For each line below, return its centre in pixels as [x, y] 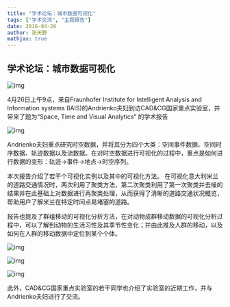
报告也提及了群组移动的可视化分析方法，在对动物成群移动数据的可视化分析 [112, 216]
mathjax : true [27, 39]
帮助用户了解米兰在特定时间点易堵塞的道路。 [70, 201]
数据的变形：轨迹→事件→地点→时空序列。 [73, 161]
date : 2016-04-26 [32, 26]
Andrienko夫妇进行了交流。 [46, 296]
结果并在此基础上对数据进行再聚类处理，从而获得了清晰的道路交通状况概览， [115, 193]
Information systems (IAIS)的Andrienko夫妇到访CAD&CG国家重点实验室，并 [114, 108]
